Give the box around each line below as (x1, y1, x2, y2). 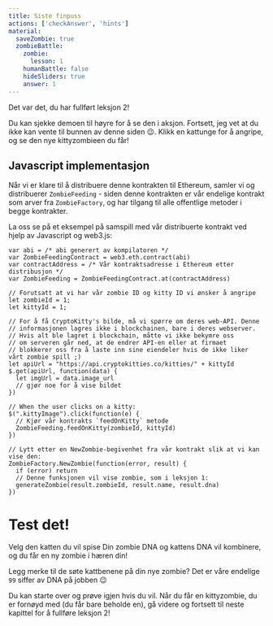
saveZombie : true (15, 34, 75, 43)
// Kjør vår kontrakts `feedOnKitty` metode (15, 417, 169, 425)
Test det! (8, 515, 70, 533)
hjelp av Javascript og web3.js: (8, 231, 112, 241)
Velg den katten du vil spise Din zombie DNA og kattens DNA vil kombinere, (8, 542, 262, 552)
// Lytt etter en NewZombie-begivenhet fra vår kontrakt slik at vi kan (8, 446, 260, 454)
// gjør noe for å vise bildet (15, 381, 122, 390)
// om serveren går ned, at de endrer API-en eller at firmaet (8, 339, 227, 347)
